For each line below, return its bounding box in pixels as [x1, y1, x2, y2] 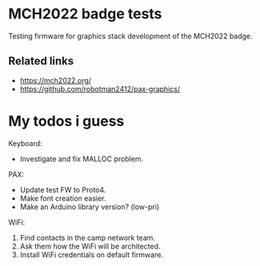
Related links [8, 54, 74, 68]
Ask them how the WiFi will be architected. [19, 241, 161, 251]
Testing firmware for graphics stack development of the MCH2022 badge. [8, 31, 254, 41]
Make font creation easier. [19, 193, 106, 203]
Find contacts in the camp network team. [19, 232, 156, 242]
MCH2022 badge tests [8, 5, 162, 23]
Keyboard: [8, 138, 42, 148]
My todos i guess [8, 112, 125, 130]
